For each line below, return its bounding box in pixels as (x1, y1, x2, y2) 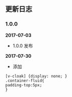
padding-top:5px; (5, 82, 42, 88)
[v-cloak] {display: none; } (5, 74, 67, 79)
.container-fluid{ (5, 78, 44, 83)
